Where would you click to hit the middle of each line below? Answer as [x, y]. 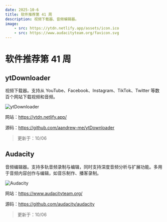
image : [12, 24]
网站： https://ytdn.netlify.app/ [36, 117]
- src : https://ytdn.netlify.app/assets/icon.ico [67, 28]
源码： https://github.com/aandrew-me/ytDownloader [60, 127]
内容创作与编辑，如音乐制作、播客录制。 [60, 173]
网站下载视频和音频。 [36, 97]
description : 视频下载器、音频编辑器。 [42, 19]
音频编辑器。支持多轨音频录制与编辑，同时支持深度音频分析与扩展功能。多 [82, 167]
